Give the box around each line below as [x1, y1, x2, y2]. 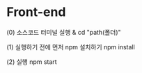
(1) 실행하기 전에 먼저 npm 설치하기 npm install [6, 42, 135, 51]
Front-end [6, 4, 66, 20]
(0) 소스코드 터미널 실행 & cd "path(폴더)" [6, 28, 121, 36]
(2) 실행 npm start [6, 57, 57, 66]
